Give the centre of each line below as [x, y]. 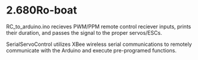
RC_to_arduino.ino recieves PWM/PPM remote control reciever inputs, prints [99, 26]
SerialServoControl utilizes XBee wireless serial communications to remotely [99, 44]
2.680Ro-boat [42, 10]
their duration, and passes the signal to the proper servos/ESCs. [84, 32]
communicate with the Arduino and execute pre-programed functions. [92, 50]
